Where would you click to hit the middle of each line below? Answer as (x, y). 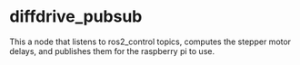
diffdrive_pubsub (76, 17)
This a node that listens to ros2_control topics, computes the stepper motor (150, 42)
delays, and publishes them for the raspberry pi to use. (112, 51)
